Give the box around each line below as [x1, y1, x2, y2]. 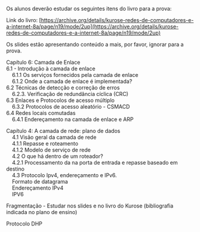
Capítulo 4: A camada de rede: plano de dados [6, 128, 121, 134]
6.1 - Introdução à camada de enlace [6, 65, 96, 72]
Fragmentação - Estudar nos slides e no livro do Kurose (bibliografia [6, 202, 174, 209]
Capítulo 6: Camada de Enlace [6, 59, 80, 66]
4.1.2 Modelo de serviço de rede [11, 146, 91, 153]
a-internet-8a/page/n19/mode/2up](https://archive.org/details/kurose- [6, 23, 179, 30]
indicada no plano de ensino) [6, 209, 77, 215]
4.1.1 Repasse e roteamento [11, 140, 79, 147]
